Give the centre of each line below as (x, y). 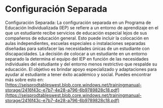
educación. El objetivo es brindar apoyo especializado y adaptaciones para (81, 69)
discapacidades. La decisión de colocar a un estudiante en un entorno (76, 54)
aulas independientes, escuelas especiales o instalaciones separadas (75, 43)
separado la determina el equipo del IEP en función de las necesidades (77, 59)
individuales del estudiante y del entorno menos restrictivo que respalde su (81, 64)
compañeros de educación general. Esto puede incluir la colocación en (77, 38)
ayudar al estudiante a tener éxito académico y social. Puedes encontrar (78, 74)
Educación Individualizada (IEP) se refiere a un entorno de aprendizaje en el (82, 27)
